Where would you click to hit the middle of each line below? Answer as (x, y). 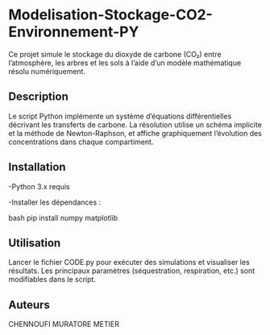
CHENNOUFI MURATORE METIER (64, 325)
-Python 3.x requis (39, 186)
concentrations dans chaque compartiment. (81, 142)
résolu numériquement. (47, 71)
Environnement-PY (74, 32)
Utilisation (35, 243)
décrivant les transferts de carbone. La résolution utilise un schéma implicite (135, 124)
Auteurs (29, 305)
